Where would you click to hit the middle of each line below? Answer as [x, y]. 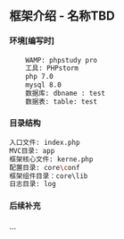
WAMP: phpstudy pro [62, 60]
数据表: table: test [62, 101]
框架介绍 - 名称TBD [62, 16]
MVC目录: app [32, 150]
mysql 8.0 [44, 85]
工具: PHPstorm [52, 68]
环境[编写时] [32, 40]
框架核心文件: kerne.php [51, 159]
